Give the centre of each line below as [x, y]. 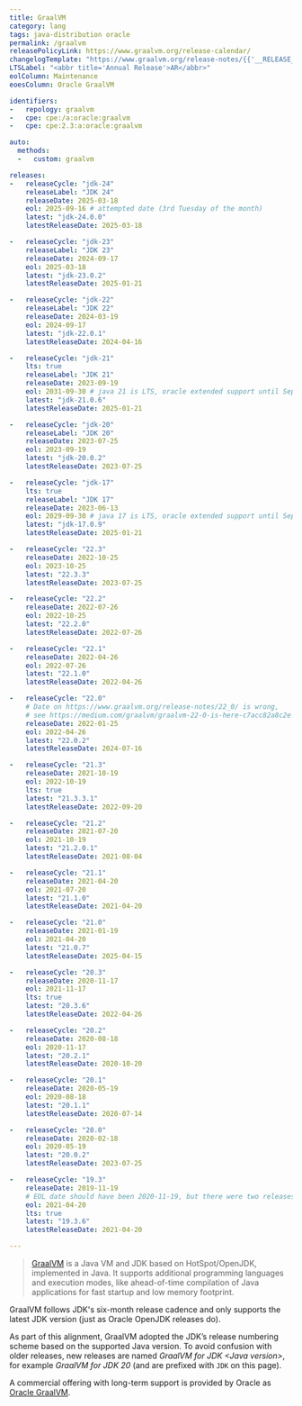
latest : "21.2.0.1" [62, 848]
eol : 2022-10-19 [56, 782]
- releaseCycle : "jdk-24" [62, 184]
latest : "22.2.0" [58, 624]
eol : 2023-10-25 [56, 566]
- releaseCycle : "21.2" [58, 823]
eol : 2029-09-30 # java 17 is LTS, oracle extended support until [152, 516]
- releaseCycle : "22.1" [58, 649]
